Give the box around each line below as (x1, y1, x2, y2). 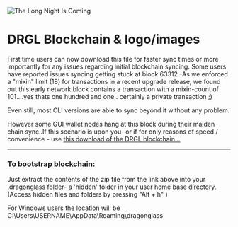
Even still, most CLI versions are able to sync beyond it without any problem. (7, 106, 230, 115)
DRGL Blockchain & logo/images (7, 32, 200, 47)
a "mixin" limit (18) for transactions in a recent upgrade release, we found (7, 77, 221, 86)
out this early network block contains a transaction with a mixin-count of (7, 85, 220, 93)
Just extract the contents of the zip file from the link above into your (7, 175, 206, 184)
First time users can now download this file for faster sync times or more (7, 54, 220, 63)
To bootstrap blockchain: (7, 159, 96, 169)
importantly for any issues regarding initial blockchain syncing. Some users (7, 62, 227, 71)
